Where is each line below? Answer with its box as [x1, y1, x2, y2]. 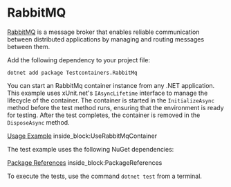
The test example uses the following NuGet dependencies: [7, 145, 174, 153]
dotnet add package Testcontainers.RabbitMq [7, 69, 138, 76]
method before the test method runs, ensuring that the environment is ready [7, 103, 224, 112]
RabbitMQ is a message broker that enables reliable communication [7, 28, 200, 36]
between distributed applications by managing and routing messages [7, 35, 205, 43]
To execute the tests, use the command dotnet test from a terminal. [7, 172, 203, 180]
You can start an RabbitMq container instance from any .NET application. [7, 81, 215, 89]
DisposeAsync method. [7, 118, 71, 126]
